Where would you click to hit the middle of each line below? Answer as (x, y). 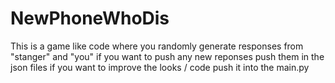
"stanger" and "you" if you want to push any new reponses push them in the (167, 56)
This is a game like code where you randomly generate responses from (157, 46)
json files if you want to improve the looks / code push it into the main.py (160, 67)
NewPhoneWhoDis (90, 18)
